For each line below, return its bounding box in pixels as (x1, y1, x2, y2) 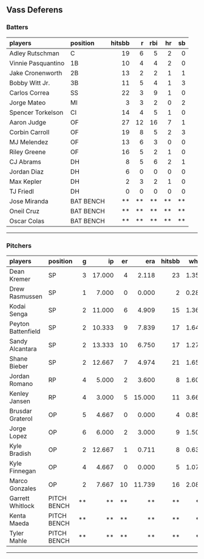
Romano (9, 379, 33, 388)
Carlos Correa (9, 88, 50, 97)
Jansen (9, 397, 30, 405)
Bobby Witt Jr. (9, 78, 50, 87)
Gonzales (9, 484, 36, 492)
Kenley (9, 389, 29, 398)
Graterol (9, 414, 33, 422)
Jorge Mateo (9, 98, 46, 107)
